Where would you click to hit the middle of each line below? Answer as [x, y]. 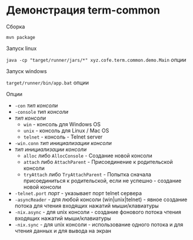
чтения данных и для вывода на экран [63, 231]
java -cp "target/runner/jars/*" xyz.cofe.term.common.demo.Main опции [96, 60]
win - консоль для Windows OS [62, 124]
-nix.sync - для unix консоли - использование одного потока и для [99, 224]
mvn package [21, 37]
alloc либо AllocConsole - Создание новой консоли [88, 155]
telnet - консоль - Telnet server [63, 137]
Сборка [16, 27]
